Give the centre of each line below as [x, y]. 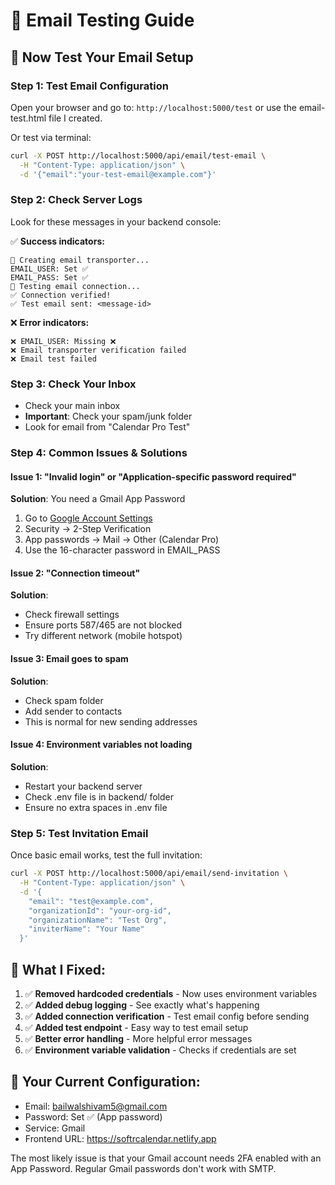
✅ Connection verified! [61, 295]
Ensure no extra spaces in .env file [96, 807]
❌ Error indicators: [50, 322]
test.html [28, 118]
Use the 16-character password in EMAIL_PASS [122, 550]
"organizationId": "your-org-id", [100, 910]
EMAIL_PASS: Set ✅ [49, 277]
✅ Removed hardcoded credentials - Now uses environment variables [171, 993]
